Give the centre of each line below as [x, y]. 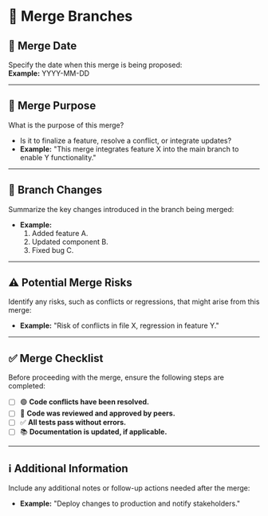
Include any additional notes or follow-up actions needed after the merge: [129, 488]
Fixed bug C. [53, 250]
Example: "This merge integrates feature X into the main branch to [129, 149]
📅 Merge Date [43, 46]
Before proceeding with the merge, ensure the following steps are [116, 377]
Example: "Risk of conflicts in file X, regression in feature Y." [119, 325]
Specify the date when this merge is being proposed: [95, 65]
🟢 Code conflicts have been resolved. [85, 402]
